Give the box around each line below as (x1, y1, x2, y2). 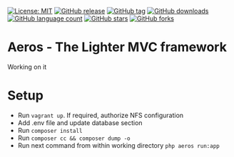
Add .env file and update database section (17, 118, 143, 127)
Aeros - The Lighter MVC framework (7, 39, 227, 55)
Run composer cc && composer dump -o (17, 134, 131, 142)
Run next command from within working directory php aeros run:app (17, 141, 220, 149)
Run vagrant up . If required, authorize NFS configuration (17, 111, 184, 119)
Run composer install (17, 126, 83, 134)
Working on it (7, 63, 47, 71)
